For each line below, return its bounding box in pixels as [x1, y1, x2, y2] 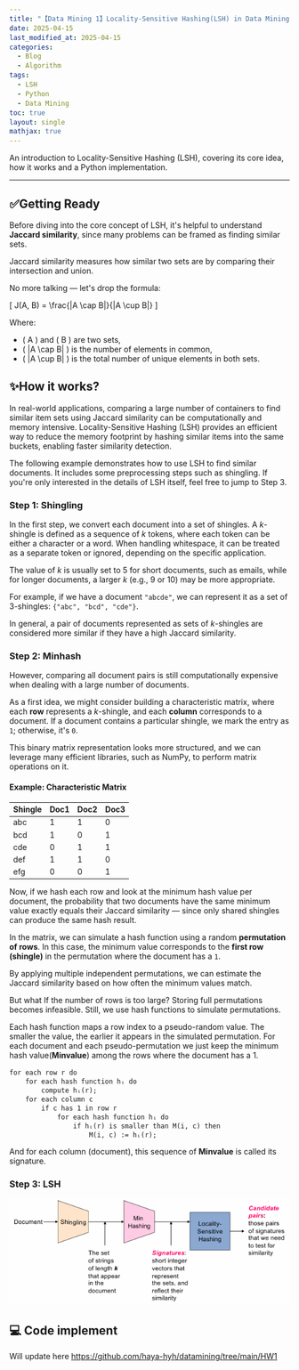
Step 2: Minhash [9, 650, 82, 662]
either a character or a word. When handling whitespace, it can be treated [9, 539, 280, 549]
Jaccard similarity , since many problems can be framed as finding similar [9, 229, 280, 239]
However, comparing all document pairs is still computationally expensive [9, 670, 279, 681]
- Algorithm [17, 61, 62, 70]
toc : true [9, 108, 46, 118]
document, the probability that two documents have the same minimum [9, 896, 271, 906]
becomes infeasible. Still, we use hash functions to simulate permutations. [9, 1004, 281, 1015]
